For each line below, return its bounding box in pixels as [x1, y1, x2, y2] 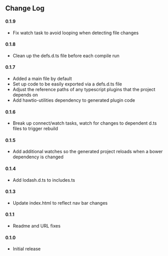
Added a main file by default [12, 76, 72, 81]
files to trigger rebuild [12, 126, 59, 132]
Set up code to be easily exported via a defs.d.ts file [12, 81, 122, 87]
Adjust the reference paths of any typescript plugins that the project [12, 87, 156, 92]
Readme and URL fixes [12, 223, 61, 229]
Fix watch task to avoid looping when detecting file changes [12, 30, 139, 36]
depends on [12, 92, 38, 98]
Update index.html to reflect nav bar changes [12, 200, 108, 206]
